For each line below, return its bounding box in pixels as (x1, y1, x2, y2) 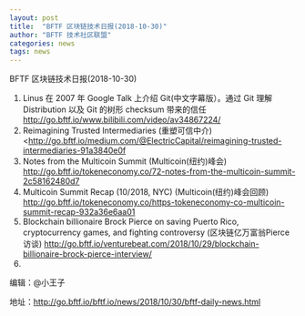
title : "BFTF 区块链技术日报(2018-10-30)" (9, 22, 168, 31)
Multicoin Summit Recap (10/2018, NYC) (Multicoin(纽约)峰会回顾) (22, 187, 269, 198)
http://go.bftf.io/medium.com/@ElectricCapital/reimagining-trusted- (28, 136, 282, 147)
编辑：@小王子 (9, 277, 66, 288)
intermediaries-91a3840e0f (22, 145, 127, 156)
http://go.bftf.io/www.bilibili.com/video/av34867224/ (22, 115, 221, 126)
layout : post (9, 13, 59, 23)
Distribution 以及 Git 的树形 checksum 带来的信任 (22, 104, 207, 115)
